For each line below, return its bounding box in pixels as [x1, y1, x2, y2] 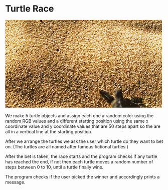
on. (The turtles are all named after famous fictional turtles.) [5, 143, 129, 149]
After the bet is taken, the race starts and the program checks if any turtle [5, 153, 157, 159]
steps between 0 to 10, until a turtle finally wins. [5, 164, 104, 170]
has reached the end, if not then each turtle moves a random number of [5, 158, 153, 164]
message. [5, 179, 26, 185]
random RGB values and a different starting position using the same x [5, 118, 149, 124]
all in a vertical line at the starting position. [5, 128, 93, 134]
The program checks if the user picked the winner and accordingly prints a [5, 173, 160, 179]
